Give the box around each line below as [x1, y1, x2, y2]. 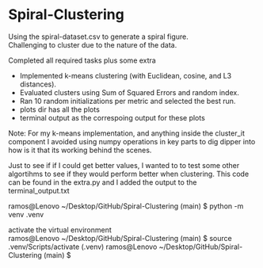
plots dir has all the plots [19, 105, 101, 114]
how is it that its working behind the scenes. [8, 145, 152, 155]
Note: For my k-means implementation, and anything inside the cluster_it [8, 128, 246, 138]
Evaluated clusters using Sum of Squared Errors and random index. [19, 87, 239, 97]
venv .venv [8, 209, 44, 219]
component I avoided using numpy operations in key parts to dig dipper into [8, 136, 256, 146]
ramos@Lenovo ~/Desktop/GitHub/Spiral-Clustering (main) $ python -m [8, 201, 244, 211]
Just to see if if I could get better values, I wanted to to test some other [8, 160, 240, 170]
